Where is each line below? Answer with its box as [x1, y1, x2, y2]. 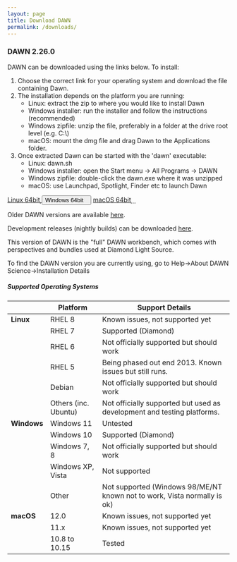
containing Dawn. [17, 84, 69, 92]
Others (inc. [50, 398, 90, 408]
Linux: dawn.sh [28, 159, 73, 167]
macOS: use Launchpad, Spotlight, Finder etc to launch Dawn [28, 181, 207, 190]
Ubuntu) [50, 407, 78, 417]
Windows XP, [50, 461, 95, 471]
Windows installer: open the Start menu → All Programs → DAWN [28, 166, 218, 175]
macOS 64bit [92, 195, 132, 204]
